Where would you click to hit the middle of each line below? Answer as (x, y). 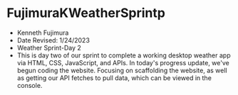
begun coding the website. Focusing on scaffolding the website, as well (122, 70)
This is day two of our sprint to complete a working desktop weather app (124, 55)
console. (30, 85)
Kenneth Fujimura (43, 33)
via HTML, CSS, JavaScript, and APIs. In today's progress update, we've (123, 62)
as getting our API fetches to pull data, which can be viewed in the (114, 78)
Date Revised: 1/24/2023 (53, 40)
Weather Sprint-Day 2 (49, 47)
